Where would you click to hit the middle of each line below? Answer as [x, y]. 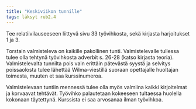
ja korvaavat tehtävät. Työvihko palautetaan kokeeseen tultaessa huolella [94, 93]
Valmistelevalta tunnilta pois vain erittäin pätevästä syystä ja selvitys [88, 63]
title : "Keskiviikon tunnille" [44, 11]
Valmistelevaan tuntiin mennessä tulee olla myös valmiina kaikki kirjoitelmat [97, 87]
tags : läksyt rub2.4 [31, 17]
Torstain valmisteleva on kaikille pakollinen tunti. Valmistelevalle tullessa [93, 51]
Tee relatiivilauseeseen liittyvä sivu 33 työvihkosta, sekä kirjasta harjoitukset [98, 33]
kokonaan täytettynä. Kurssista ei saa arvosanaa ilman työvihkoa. [85, 99]
